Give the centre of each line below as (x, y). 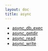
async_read (24, 38)
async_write (24, 43)
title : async (18, 14)
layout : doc (17, 9)
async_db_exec (27, 28)
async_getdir (25, 33)
